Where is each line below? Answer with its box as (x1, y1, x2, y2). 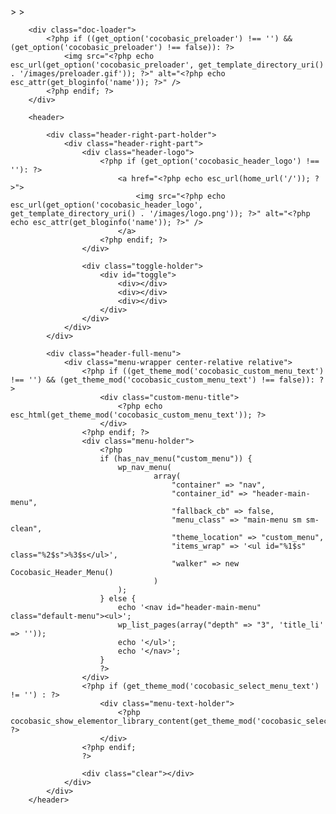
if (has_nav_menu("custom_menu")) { (99, 454, 253, 464)
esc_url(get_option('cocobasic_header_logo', (10, 200, 203, 210)
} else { (99, 594, 137, 604)
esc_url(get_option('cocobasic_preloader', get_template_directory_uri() (10, 60, 325, 70)
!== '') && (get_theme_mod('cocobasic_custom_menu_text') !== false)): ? (10, 375, 325, 385)
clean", (10, 524, 43, 534)
